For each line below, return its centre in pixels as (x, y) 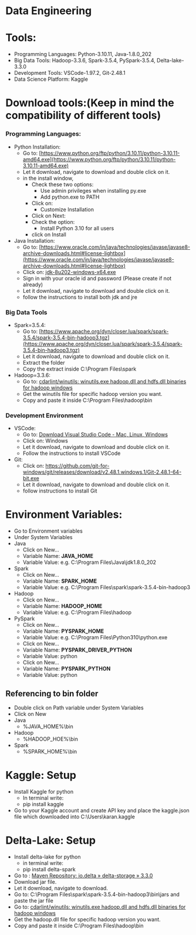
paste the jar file (33, 900)
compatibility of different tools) (83, 115)
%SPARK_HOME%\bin (50, 751)
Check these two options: (62, 184)
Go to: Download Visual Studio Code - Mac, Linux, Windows (95, 435)
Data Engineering (49, 11)
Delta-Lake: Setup (51, 840)
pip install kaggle (43, 804)
